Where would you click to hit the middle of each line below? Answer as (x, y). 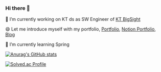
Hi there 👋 (18, 8)
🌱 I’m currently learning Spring (38, 44)
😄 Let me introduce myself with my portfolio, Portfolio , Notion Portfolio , (80, 29)
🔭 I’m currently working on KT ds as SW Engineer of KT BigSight (73, 19)
